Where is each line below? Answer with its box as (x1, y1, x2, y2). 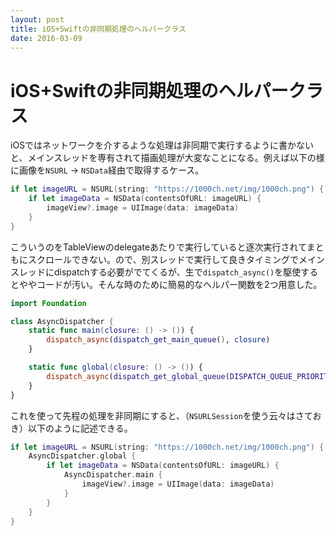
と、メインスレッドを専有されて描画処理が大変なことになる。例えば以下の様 (10, 152, 325, 164)
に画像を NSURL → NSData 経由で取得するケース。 (10, 164, 205, 176)
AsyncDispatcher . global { (28, 451, 137, 461)
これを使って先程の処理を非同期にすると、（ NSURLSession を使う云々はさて (10, 409, 313, 421)
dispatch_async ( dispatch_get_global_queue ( (46, 371, 230, 381)
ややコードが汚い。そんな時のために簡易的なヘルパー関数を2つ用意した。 (18, 278, 323, 290)
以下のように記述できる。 (27, 422, 133, 434)
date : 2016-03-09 (10, 33, 83, 43)
